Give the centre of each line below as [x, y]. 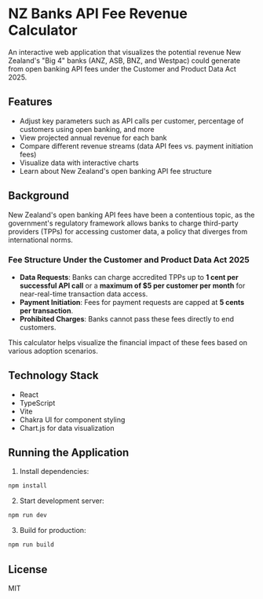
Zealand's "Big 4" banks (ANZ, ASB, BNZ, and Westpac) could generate [124, 61]
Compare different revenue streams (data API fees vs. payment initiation [136, 145]
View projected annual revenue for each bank [93, 138]
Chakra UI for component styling [72, 419]
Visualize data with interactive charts [79, 163]
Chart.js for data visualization [67, 428]
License [28, 570]
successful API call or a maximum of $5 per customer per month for [132, 285]
